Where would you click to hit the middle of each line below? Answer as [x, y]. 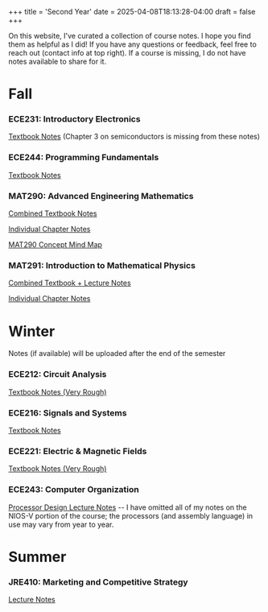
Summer [37, 557]
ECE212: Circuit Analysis [58, 374]
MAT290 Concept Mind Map [56, 245]
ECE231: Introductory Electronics [74, 119]
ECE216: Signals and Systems [68, 412]
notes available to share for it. [58, 61]
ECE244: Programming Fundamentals [84, 158]
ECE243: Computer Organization [74, 490]
